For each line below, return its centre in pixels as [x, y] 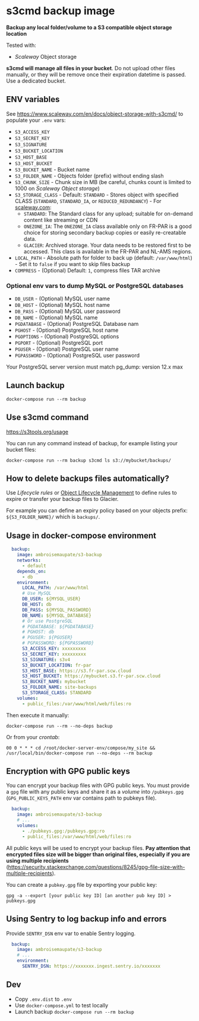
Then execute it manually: [38, 715]
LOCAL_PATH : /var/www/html [55, 588]
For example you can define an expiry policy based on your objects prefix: [97, 510]
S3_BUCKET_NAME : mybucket [54, 682]
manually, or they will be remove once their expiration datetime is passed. [96, 74]
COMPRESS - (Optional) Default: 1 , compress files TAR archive [87, 270]
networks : [29, 560]
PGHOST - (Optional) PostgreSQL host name [67, 330]
